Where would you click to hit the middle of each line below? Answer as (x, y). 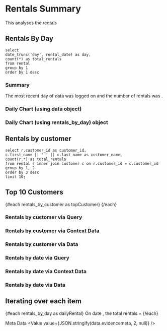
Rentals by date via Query (37, 258)
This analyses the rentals (31, 23)
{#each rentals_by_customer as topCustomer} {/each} (61, 204)
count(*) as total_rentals (33, 59)
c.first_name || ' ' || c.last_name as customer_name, (64, 155)
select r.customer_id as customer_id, (46, 150)
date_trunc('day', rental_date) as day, (48, 54)
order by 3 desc (22, 172)
